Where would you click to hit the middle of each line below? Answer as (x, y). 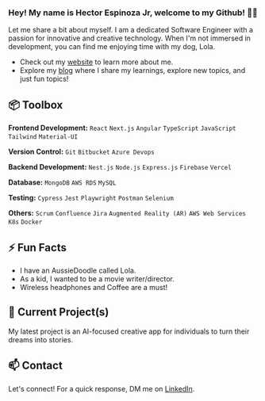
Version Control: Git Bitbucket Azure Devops (81, 152)
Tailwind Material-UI (43, 137)
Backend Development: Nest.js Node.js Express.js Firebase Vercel (120, 167)
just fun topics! (44, 79)
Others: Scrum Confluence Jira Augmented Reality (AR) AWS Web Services (127, 213)
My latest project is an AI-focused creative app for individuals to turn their (129, 331)
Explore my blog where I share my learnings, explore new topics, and (132, 71)
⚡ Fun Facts (38, 248)
